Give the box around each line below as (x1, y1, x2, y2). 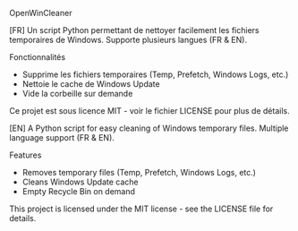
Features (9, 150, 42, 160)
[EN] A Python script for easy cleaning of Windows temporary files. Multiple (9, 123, 289, 133)
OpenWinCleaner (9, 8, 72, 18)
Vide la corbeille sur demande (21, 89, 133, 98)
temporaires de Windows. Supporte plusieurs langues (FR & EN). (9, 35, 248, 45)
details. (9, 213, 37, 223)
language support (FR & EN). (9, 133, 115, 142)
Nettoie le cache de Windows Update (21, 79, 160, 89)
